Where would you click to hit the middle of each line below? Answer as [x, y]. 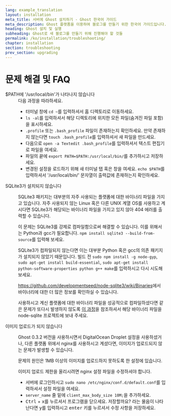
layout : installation [28, 15]
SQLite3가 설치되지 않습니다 [34, 186]
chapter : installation [29, 43]
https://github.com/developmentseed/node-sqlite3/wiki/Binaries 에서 [90, 286]
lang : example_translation [34, 10]
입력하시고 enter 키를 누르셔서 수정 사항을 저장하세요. [101, 408]
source [25, 240]
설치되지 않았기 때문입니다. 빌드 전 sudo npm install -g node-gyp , [90, 257]
